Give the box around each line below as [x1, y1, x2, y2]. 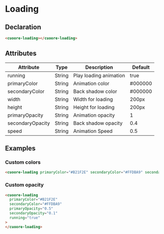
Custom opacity [5, 182, 44, 189]
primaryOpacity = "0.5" [9, 206, 54, 211]
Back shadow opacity [73, 120, 123, 127]
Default [132, 64, 150, 70]
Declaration [5, 23, 41, 31]
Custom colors [5, 159, 41, 166]
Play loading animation [73, 72, 125, 79]
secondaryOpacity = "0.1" [9, 211, 58, 216]
